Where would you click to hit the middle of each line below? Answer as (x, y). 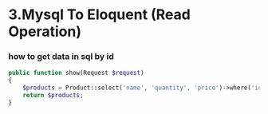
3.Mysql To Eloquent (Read (100, 15)
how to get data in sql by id (61, 57)
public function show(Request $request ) (77, 73)
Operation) (45, 31)
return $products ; (53, 96)
